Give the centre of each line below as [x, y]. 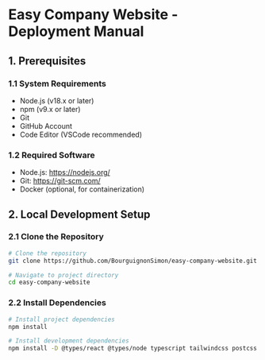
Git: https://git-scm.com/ [60, 181]
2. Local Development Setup [79, 214]
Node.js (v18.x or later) [57, 100]
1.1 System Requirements [58, 83]
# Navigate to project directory [63, 275]
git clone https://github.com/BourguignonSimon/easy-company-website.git [133, 261]
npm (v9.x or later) [50, 109]
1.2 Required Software [52, 155]
